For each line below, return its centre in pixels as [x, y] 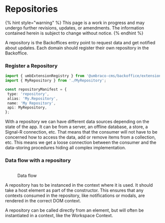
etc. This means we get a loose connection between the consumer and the [81, 142]
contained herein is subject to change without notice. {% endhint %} [74, 33]
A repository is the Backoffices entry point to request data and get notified [80, 42]
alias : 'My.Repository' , [32, 98]
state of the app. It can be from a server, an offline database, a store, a [77, 127]
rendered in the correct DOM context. [43, 200]
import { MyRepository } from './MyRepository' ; [56, 81]
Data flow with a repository [38, 161]
